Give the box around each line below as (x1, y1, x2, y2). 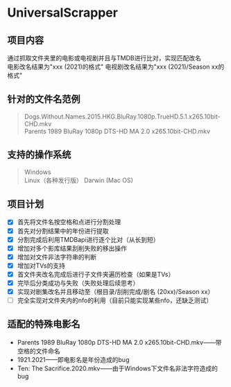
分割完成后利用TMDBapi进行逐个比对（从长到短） (17, 235, 160, 243)
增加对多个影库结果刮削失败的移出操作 (17, 244, 127, 252)
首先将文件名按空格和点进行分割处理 (17, 218, 121, 226)
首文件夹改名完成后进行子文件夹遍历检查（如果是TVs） (17, 270, 175, 278)
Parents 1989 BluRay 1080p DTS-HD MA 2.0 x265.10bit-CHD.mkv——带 (17, 338, 222, 346)
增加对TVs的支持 (17, 261, 66, 270)
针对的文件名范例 (7, 94, 80, 105)
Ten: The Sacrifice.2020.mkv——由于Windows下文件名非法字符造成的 (17, 364, 219, 372)
